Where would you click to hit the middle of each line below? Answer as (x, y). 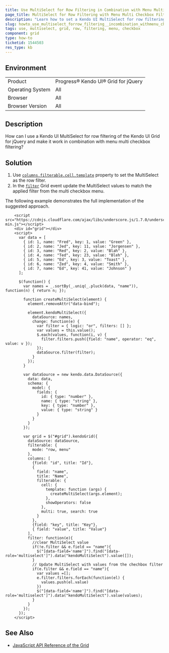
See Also (19, 633)
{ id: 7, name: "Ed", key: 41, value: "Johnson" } (77, 269)
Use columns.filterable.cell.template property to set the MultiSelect (86, 175)
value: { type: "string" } (69, 410)
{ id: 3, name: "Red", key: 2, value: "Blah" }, (75, 251)
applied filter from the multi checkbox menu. (58, 191)
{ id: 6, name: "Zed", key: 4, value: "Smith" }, (76, 264)
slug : (11, 24)
